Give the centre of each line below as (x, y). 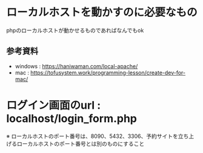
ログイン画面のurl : (54, 105)
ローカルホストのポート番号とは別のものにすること (81, 143)
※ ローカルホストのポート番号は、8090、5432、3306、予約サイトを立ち (98, 136)
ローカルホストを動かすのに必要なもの (102, 12)
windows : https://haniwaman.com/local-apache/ (76, 66)
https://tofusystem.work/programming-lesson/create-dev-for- (108, 73)
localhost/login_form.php (72, 118)
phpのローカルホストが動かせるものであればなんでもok (75, 30)
